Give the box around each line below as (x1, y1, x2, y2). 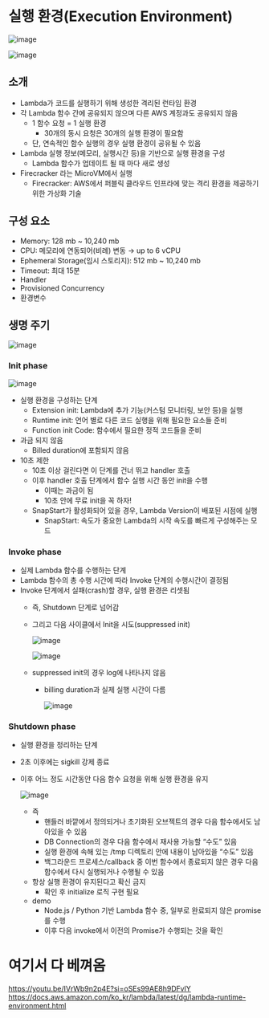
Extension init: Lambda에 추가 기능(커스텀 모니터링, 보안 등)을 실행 (31, 405, 243, 414)
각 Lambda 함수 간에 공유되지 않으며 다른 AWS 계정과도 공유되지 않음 (19, 108, 238, 117)
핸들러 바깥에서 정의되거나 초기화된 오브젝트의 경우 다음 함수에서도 (43, 816, 253, 827)
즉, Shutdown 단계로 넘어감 (31, 602, 120, 612)
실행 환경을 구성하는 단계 (19, 395, 98, 405)
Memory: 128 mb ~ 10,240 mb (19, 236, 120, 246)
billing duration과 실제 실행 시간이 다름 (43, 684, 166, 694)
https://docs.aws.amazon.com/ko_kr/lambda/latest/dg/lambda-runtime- (8, 992, 247, 1002)
